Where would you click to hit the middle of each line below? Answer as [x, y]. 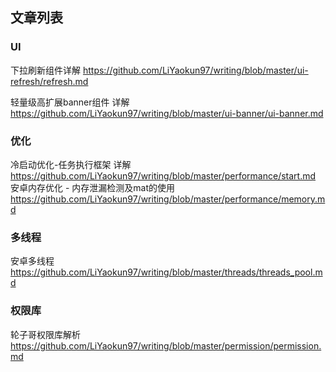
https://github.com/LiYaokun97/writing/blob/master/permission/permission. [166, 345]
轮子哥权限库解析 [45, 334]
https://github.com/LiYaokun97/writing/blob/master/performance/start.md [163, 175]
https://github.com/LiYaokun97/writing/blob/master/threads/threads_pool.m [166, 272]
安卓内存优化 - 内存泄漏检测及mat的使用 [93, 187]
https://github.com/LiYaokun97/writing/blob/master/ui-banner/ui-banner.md [167, 113]
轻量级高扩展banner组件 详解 [70, 102]
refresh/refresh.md [49, 81]
